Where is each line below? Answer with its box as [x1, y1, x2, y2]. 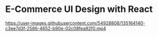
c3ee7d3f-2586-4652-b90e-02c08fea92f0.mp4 [5, 25, 107, 31]
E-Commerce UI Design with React [5, 3, 153, 15]
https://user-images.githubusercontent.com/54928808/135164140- [5, 20, 145, 26]
